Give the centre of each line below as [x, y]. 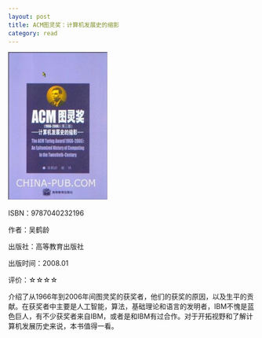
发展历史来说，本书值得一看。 [70, 326]
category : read [33, 33]
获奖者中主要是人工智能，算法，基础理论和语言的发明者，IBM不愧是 [138, 307]
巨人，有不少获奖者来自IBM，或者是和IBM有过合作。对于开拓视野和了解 [131, 316]
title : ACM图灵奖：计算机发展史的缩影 [64, 25]
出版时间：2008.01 [38, 263]
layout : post [29, 17]
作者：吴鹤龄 [29, 230]
